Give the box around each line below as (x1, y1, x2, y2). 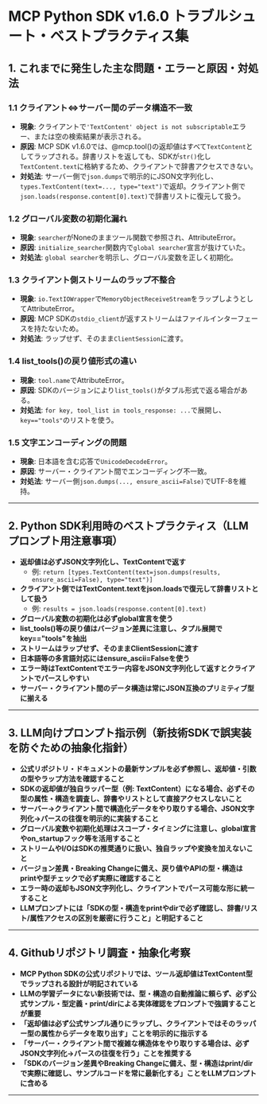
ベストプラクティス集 (50, 27, 189, 45)
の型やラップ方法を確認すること (19, 774, 125, 783)
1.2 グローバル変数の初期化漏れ (8, 213, 128, 224)
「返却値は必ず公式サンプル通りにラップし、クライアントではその (19, 1018, 236, 1028)
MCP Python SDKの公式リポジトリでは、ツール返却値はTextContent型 (19, 969, 253, 978)
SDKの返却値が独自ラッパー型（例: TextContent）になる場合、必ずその (19, 783, 255, 793)
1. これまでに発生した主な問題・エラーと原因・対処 (8, 61, 259, 75)
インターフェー (209, 314, 258, 323)
